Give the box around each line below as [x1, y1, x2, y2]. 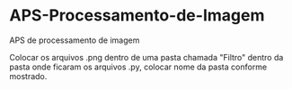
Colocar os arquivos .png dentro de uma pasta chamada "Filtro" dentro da [9, 52, 284, 62]
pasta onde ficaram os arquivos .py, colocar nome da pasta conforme [9, 61, 268, 72]
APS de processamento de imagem [9, 35, 140, 45]
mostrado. [9, 70, 48, 81]
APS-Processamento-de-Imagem [9, 5, 265, 26]
